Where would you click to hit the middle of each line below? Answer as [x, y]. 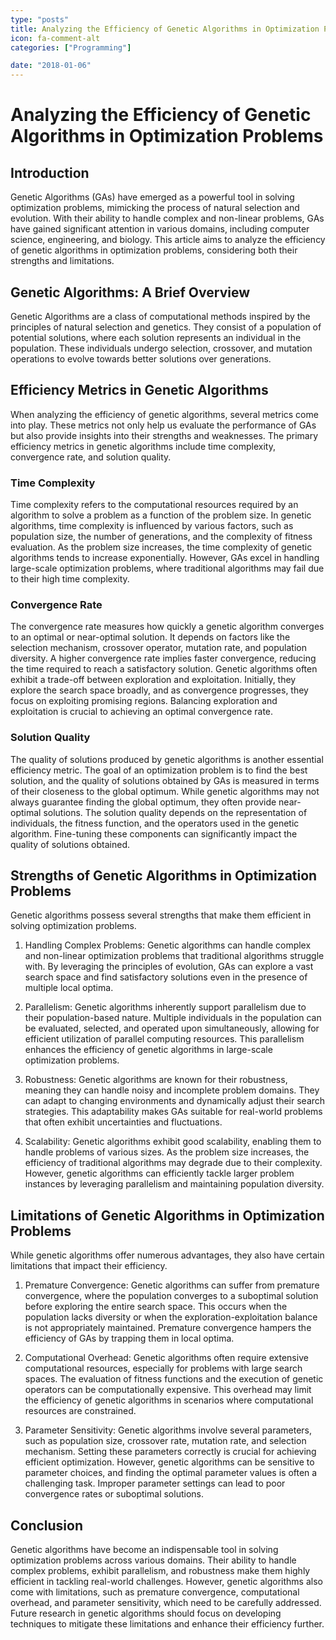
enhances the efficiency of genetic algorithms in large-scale [148, 1050]
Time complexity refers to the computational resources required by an [154, 505]
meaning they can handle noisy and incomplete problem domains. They [172, 1090]
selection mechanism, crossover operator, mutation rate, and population [158, 648]
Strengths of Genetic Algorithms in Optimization [164, 876]
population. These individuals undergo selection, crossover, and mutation [161, 348]
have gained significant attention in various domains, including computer [160, 229]
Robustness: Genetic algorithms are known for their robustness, [156, 1080]
